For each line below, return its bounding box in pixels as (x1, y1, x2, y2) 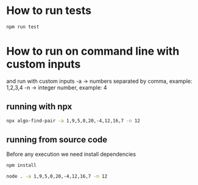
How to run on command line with (6, 44, 180, 58)
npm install (6, 162, 37, 169)
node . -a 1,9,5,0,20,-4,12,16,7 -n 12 (6, 173, 108, 180)
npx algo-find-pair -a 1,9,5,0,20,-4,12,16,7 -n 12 (6, 117, 140, 124)
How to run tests (6, 4, 91, 18)
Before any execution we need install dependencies (6, 150, 136, 158)
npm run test (6, 24, 40, 30)
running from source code (6, 134, 108, 145)
